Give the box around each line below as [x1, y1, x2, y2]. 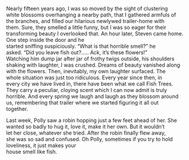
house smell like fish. [6, 148, 57, 155]
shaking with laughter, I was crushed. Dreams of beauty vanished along [6, 61, 180, 68]
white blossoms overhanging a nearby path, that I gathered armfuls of [6, 11, 177, 18]
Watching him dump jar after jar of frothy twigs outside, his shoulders [6, 55, 175, 62]
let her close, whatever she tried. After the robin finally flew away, [6, 129, 167, 136]
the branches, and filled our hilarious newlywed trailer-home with [6, 18, 165, 24]
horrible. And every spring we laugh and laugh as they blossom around [6, 93, 179, 100]
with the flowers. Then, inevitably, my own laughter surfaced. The [6, 68, 166, 74]
